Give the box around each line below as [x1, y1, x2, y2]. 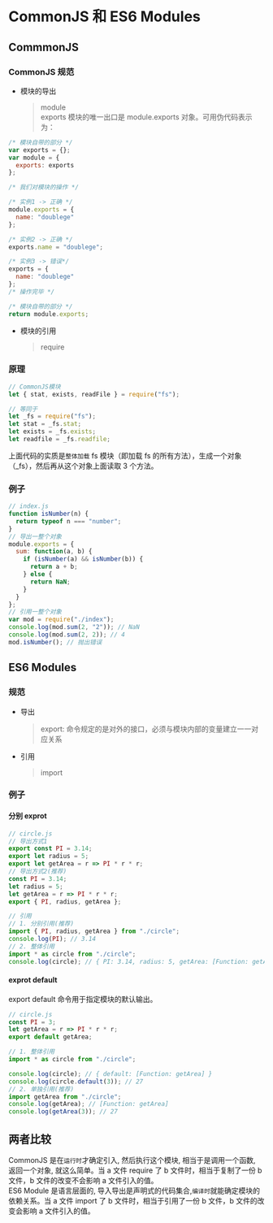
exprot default [8, 975, 58, 985]
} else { [23, 570, 53, 579]
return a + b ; [29, 562, 79, 571]
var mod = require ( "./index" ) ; [8, 615, 115, 624]
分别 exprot [8, 811, 47, 821]
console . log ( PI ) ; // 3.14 [8, 935, 96, 943]
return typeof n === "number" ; [15, 517, 122, 525]
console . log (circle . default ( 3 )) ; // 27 [8, 1078, 144, 1086]
